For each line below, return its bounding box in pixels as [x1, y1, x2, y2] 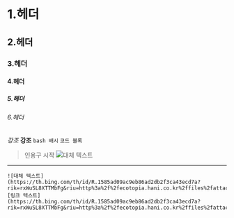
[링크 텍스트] [7, 192, 41, 199]
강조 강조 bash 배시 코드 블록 [7, 136, 82, 144]
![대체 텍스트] [7, 172, 44, 179]
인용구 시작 [24, 151, 55, 159]
